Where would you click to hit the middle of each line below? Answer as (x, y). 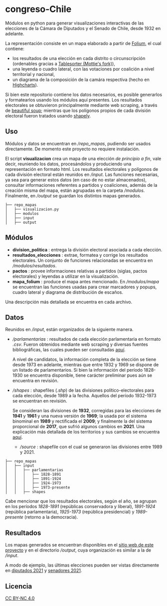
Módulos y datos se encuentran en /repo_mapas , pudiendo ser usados (78, 143)
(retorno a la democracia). (51, 517)
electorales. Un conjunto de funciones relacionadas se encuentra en (83, 260)
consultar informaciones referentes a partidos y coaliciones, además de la (81, 185)
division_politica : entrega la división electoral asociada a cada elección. (87, 250)
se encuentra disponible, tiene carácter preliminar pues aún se (88, 375)
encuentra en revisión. (35, 381)
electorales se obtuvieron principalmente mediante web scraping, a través (81, 105)
